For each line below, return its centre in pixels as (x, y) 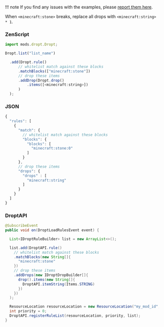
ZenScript (17, 34)
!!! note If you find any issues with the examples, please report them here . (79, 7)
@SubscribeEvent (21, 226)
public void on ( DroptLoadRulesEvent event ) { (52, 230)
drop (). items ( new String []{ (47, 280)
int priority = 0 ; (28, 311)
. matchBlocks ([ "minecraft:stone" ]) (54, 71)
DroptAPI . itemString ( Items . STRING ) (59, 284)
